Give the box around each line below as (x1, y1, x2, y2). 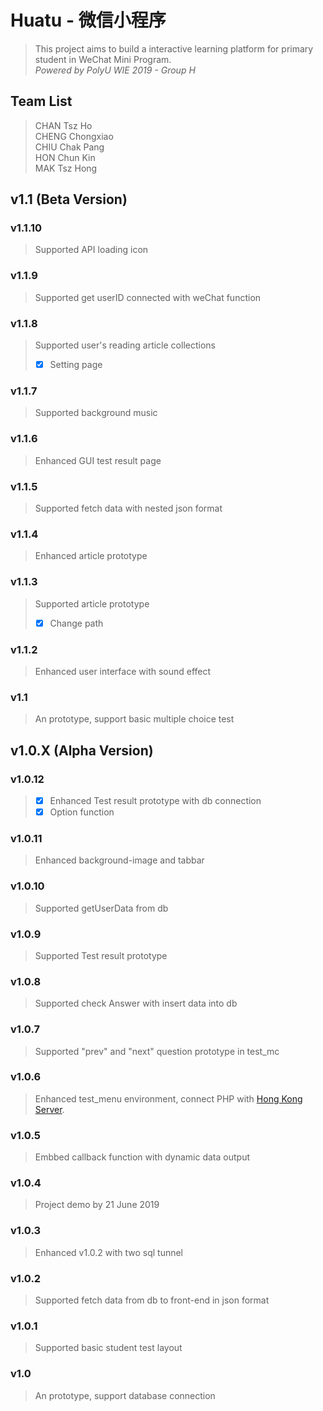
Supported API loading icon (34, 244, 149, 256)
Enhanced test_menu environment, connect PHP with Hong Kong (34, 1092, 303, 1105)
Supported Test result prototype (34, 949, 168, 961)
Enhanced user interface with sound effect (34, 665, 212, 677)
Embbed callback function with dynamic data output (34, 1151, 251, 1163)
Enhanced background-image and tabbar (34, 854, 205, 866)
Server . (34, 1103, 65, 1115)
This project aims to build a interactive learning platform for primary (34, 42, 314, 55)
